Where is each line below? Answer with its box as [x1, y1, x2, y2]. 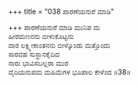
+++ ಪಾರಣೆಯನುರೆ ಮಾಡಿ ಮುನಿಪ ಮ [8, 23, 101, 32]
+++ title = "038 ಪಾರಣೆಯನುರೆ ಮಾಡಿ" [8, 7, 115, 16]
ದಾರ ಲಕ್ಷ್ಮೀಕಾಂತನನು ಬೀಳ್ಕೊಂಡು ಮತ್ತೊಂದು [8, 41, 111, 50]
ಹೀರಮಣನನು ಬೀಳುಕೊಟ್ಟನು [8, 32, 74, 41]
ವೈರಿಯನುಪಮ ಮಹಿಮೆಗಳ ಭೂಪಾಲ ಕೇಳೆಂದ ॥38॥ [8, 68, 131, 76]
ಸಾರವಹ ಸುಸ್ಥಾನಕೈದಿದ [8, 49, 60, 59]
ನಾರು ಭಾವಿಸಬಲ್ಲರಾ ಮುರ [8, 59, 69, 68]
